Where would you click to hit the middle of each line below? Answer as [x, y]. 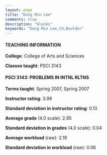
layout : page [19, 10]
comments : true [21, 19]
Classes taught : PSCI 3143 [33, 66]
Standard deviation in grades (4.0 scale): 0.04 [54, 128]
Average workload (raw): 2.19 [36, 137]
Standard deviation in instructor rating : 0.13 [51, 108]
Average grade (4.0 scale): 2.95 [38, 118]
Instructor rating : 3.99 [29, 98]
